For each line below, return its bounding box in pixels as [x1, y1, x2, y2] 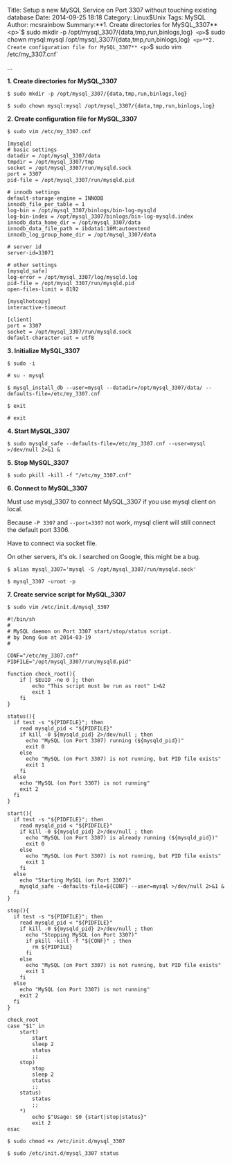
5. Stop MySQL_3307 [7, 459, 69, 467]
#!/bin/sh [7, 616, 36, 623]
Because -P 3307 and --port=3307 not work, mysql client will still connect [7, 518, 216, 527]
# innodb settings [7, 189, 60, 196]
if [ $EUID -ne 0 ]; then [19, 676, 95, 683]
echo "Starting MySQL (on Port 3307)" [19, 877, 132, 884]
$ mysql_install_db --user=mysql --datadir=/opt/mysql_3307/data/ [7, 384, 203, 391]
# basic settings [7, 146, 57, 153]
